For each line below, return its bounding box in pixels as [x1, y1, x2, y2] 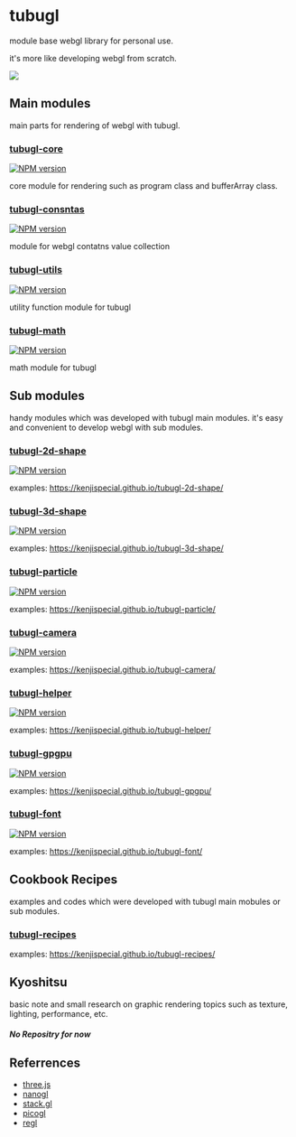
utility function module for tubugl [9, 302, 132, 312]
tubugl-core [9, 142, 63, 154]
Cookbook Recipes [9, 872, 118, 888]
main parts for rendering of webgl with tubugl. [9, 119, 180, 131]
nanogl [22, 1089, 49, 1100]
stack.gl [22, 1098, 52, 1109]
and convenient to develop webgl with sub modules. [9, 422, 203, 433]
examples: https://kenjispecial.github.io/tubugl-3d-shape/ [9, 543, 224, 554]
